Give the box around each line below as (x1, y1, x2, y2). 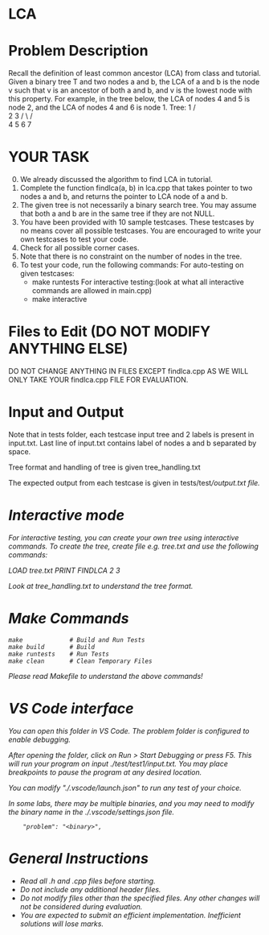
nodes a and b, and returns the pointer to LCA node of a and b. (19, 192, 228, 201)
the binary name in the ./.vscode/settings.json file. (8, 807, 175, 817)
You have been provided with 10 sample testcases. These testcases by (19, 217, 255, 227)
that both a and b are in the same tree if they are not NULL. (19, 209, 215, 218)
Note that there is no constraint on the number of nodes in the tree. (19, 251, 243, 262)
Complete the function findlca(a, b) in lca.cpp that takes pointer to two (19, 183, 253, 193)
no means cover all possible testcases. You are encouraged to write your (19, 226, 262, 236)
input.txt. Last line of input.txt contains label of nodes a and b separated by (8, 438, 257, 448)
